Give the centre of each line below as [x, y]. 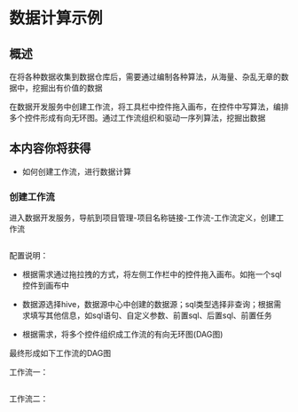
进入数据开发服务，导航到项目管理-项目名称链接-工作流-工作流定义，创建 [143, 218]
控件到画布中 [45, 286]
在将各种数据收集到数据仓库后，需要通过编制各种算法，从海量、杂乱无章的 [145, 77]
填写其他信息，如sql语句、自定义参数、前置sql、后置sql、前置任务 [151, 315]
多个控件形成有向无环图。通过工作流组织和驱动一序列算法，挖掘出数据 [137, 118]
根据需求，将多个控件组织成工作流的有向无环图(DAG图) [122, 335]
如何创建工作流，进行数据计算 [76, 171]
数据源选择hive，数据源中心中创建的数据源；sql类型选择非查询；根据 [148, 305]
